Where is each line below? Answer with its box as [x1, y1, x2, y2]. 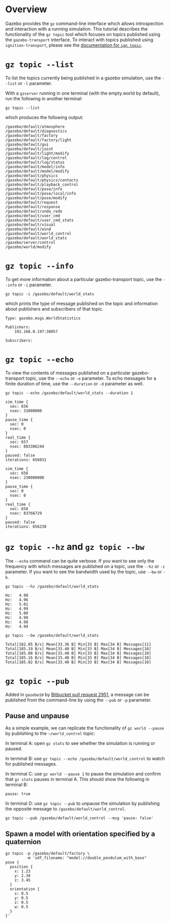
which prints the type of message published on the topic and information [5, 300, 158, 306]
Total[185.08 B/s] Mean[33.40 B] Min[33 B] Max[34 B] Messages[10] [5, 651, 152, 656]
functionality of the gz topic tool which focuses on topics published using [5, 31, 160, 37]
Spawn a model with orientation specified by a [5, 829, 155, 838]
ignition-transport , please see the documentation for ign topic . [5, 42, 143, 48]
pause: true [5, 792, 31, 797]
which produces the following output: [5, 114, 84, 120]
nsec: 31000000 [10, 408, 42, 413]
